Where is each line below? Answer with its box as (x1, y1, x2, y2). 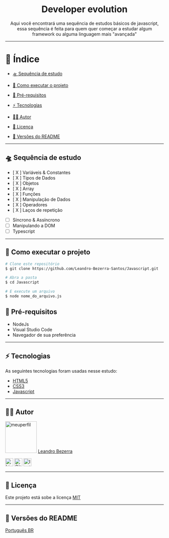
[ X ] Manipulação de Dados (12, 196, 70, 202)
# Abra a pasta (5, 275, 37, 280)
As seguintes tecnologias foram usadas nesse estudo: (5, 368, 117, 374)
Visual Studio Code (12, 326, 53, 332)
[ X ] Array (12, 186, 34, 192)
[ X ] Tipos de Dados (12, 174, 56, 181)
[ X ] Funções (12, 191, 41, 197)
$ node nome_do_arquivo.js (5, 294, 62, 299)
